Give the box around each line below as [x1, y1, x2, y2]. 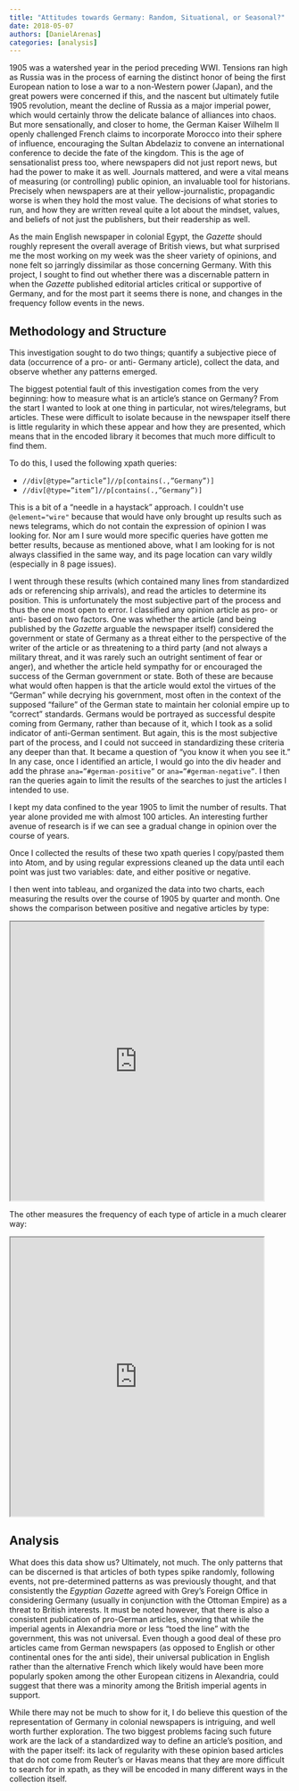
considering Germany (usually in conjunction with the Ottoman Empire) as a [9, 1595, 287, 1605]
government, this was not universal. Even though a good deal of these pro [9, 1632, 281, 1643]
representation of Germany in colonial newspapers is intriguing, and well [9, 1716, 276, 1727]
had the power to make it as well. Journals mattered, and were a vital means [9, 167, 289, 178]
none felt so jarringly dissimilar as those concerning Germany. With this [9, 260, 272, 270]
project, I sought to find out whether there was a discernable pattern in [9, 269, 270, 280]
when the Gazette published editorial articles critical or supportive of [9, 278, 262, 290]
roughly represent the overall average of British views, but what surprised [9, 241, 280, 252]
